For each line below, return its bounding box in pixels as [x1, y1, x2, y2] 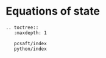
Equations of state [5, 4, 101, 18]
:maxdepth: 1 [13, 29, 47, 36]
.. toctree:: [5, 24, 39, 31]
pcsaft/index [13, 40, 47, 46]
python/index [13, 46, 47, 52]
